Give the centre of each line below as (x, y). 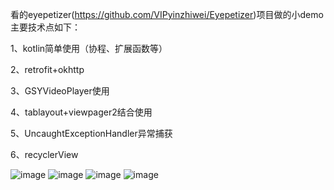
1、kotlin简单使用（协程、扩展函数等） (89, 48)
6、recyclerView (44, 154)
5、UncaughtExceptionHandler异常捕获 (91, 133)
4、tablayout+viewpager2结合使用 (81, 112)
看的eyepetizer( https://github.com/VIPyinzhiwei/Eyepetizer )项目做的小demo (167, 14)
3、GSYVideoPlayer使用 (60, 91)
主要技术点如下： (45, 27)
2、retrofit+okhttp (47, 69)
